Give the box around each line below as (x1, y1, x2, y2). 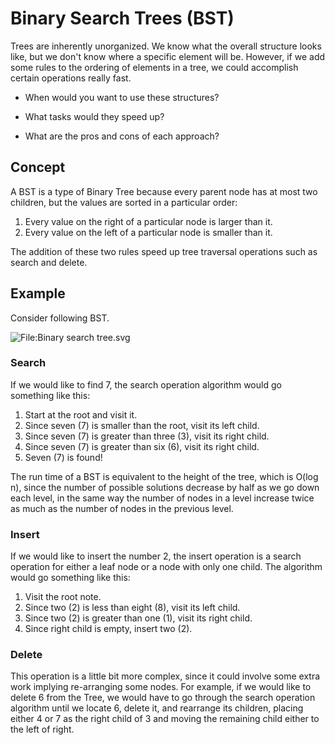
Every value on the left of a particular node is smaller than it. (24, 226, 273, 238)
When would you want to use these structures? (24, 91, 220, 103)
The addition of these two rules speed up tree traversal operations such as (10, 245, 318, 257)
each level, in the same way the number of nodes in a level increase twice (10, 492, 315, 504)
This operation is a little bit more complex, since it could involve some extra (10, 670, 321, 682)
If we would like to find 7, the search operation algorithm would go (10, 378, 282, 391)
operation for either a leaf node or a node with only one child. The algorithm (10, 561, 323, 573)
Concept (10, 159, 66, 176)
